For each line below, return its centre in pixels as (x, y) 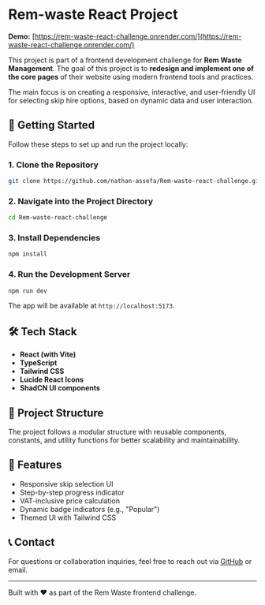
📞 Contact (32, 542)
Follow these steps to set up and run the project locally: (98, 144)
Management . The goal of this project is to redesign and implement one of (131, 68)
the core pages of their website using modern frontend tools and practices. (131, 77)
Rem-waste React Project (93, 15)
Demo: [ (22, 36)
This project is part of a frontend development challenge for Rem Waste (125, 60)
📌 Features (35, 465)
